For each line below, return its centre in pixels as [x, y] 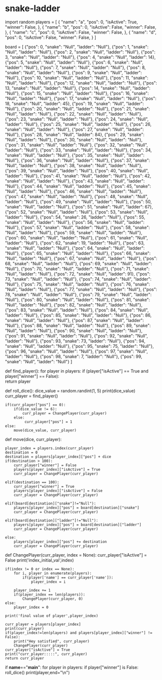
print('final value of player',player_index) [52, 616]
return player [18, 381]
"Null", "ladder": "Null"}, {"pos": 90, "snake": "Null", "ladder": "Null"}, [74, 330]
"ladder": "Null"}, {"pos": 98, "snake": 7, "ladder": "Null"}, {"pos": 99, [74, 356]
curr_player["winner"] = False [45, 465]
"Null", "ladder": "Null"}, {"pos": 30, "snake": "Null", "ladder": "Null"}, [74, 139]
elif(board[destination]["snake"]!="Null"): [51, 503]
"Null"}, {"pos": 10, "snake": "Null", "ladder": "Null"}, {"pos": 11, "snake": [77, 78]
